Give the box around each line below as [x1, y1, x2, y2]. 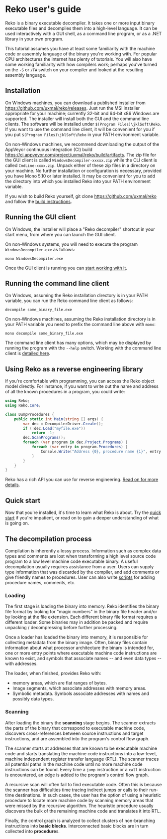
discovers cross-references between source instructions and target [5, 730, 144, 736]
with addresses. [5, 661, 38, 667]
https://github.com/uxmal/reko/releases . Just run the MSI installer [5, 105, 140, 111]
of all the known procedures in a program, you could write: [5, 389, 125, 395]
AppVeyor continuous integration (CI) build [5, 146, 93, 153]
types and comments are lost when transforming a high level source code [5, 553, 156, 559]
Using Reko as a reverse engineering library [5, 365, 143, 373]
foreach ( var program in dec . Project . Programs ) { [23, 440, 128, 445]
